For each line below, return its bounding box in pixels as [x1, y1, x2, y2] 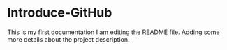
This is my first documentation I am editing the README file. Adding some [7, 28, 220, 36]
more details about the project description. [7, 35, 130, 43]
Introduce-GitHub [7, 5, 112, 21]
